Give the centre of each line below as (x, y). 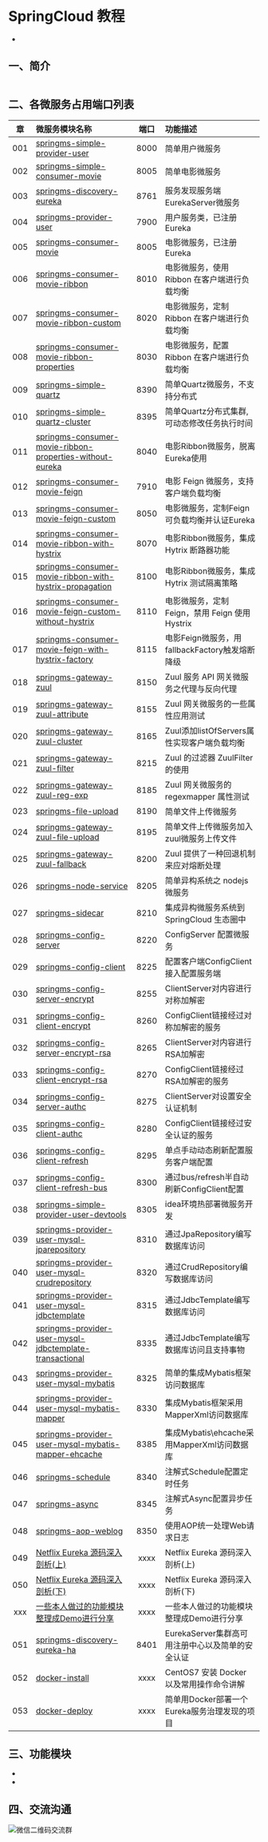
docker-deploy (64, 1710)
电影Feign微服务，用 (203, 637)
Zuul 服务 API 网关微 (203, 677)
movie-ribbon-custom (78, 323)
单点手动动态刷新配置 (205, 1149)
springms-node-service (82, 886)
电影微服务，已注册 (201, 242)
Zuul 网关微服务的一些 (206, 704)
